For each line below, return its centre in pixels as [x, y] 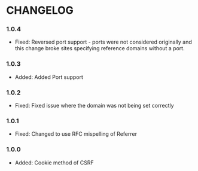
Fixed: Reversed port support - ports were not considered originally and [103, 42]
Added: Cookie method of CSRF [54, 163]
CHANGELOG [40, 10]
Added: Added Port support [49, 77]
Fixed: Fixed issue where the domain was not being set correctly [95, 106]
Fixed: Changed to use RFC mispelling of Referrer [76, 134]
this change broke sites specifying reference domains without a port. [100, 48]
